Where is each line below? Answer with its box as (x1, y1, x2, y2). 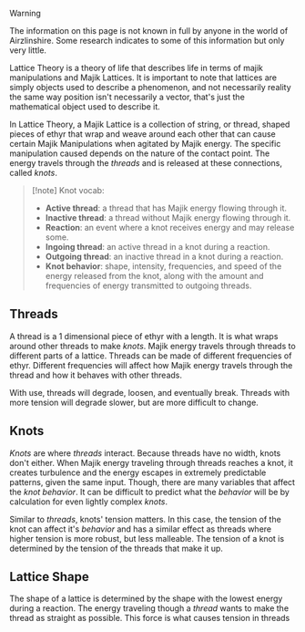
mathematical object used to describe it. (9, 101, 161, 112)
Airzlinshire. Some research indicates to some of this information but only (9, 36, 285, 46)
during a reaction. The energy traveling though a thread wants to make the (9, 603, 290, 614)
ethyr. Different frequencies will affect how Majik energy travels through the (9, 359, 293, 370)
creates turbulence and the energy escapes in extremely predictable (9, 467, 267, 478)
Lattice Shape (9, 569, 89, 585)
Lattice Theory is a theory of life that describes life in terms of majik (9, 63, 264, 73)
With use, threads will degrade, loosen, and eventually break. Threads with (9, 387, 290, 398)
